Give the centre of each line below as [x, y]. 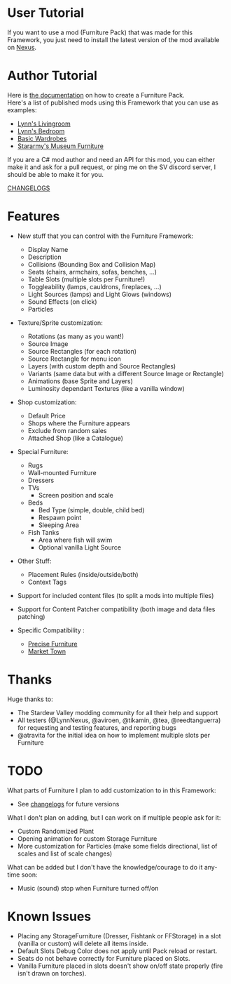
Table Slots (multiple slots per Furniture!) [86, 279]
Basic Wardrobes [42, 138]
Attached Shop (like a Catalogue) [76, 438]
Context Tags [47, 582]
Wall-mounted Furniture [62, 472]
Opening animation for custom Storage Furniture [87, 838]
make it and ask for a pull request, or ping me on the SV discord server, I [111, 167]
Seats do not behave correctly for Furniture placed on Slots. [104, 958]
